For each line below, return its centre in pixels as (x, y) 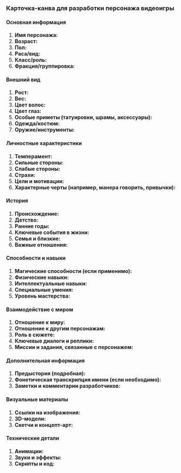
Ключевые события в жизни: (52, 232)
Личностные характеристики (44, 143)
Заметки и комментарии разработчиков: (67, 386)
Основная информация (36, 22)
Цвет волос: (30, 105)
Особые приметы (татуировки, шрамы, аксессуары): (83, 118)
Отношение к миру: (40, 322)
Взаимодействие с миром (40, 309)
